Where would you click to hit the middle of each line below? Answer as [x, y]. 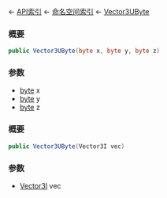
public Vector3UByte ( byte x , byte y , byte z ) [84, 51]
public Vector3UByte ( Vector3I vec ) [67, 146]
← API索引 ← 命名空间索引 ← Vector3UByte [79, 11]
